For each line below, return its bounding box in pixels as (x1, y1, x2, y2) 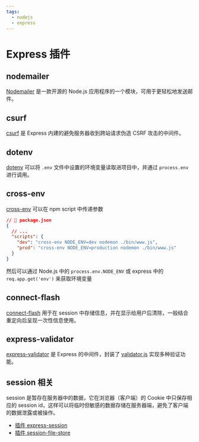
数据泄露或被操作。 (11, 409, 58, 416)
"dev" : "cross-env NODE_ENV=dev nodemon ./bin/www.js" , (17, 239, 159, 245)
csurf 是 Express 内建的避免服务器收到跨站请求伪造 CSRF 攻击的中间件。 (6, 129, 185, 137)
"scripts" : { (11, 234, 44, 240)
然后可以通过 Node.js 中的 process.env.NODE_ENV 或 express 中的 (6, 267, 164, 275)
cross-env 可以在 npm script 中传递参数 (6, 205, 103, 212)
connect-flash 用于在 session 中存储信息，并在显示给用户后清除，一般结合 (6, 309, 189, 316)
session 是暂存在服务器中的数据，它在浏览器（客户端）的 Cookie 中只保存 (6, 394, 187, 401)
